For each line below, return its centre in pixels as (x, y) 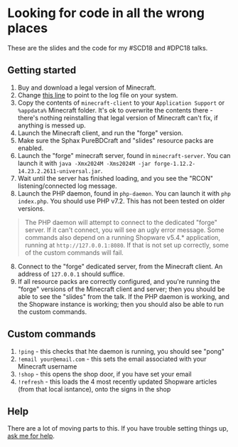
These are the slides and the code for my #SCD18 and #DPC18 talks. (108, 48)
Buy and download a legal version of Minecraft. (87, 88)
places (28, 28)
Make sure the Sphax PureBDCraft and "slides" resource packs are (116, 140)
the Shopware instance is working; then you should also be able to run (120, 304)
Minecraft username (47, 366)
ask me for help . (31, 436)
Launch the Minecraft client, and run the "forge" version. (100, 132)
